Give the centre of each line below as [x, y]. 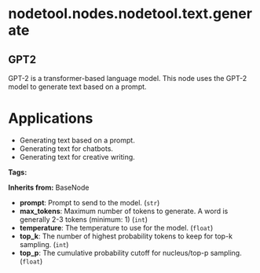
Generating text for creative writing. [77, 157]
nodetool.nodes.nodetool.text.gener [130, 14]
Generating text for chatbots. [66, 148]
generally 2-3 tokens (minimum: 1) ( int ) [83, 219]
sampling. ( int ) [44, 244]
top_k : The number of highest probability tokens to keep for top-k [126, 236]
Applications [51, 118]
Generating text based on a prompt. [77, 140]
